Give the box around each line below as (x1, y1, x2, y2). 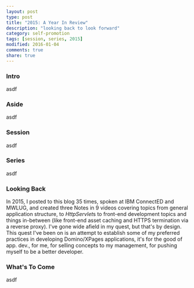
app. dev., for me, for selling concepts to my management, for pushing (6, 242, 177, 249)
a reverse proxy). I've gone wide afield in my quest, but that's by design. (6, 223, 182, 230)
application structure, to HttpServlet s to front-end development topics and (6, 211, 187, 218)
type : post (6, 14, 33, 20)
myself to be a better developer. (6, 248, 84, 256)
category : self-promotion (6, 31, 70, 37)
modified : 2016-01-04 (6, 42, 60, 48)
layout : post (6, 8, 38, 15)
